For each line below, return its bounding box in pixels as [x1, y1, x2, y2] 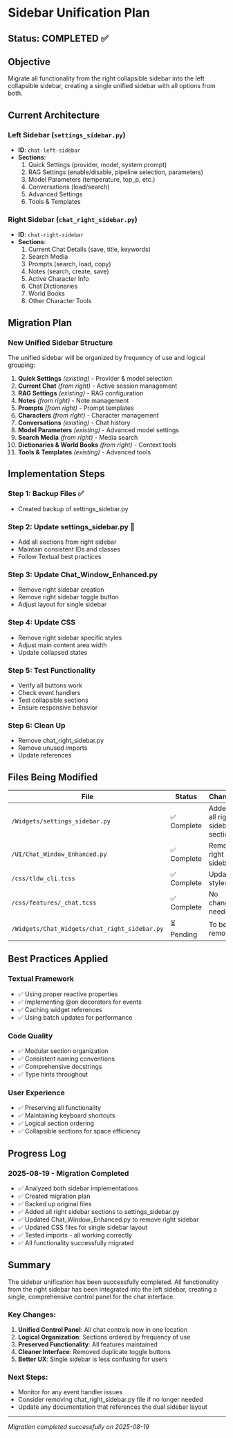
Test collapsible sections [17, 696, 88, 704]
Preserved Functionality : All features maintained [17, 1340, 158, 1349]
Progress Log [8, 1147, 66, 1159]
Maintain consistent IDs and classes [17, 545, 120, 554]
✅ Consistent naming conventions [17, 1054, 115, 1063]
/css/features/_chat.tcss [11, 899, 97, 907]
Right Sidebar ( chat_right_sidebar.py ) [8, 215, 138, 224]
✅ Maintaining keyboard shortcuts [17, 1111, 115, 1120]
